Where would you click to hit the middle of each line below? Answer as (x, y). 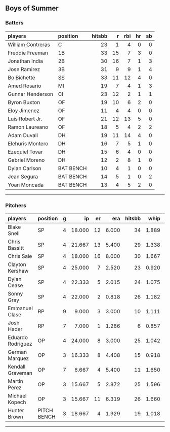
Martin (16, 381)
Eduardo (18, 337)
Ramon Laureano (28, 127)
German (17, 352)
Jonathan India (25, 61)
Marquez (18, 358)
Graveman (20, 373)
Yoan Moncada (26, 185)
